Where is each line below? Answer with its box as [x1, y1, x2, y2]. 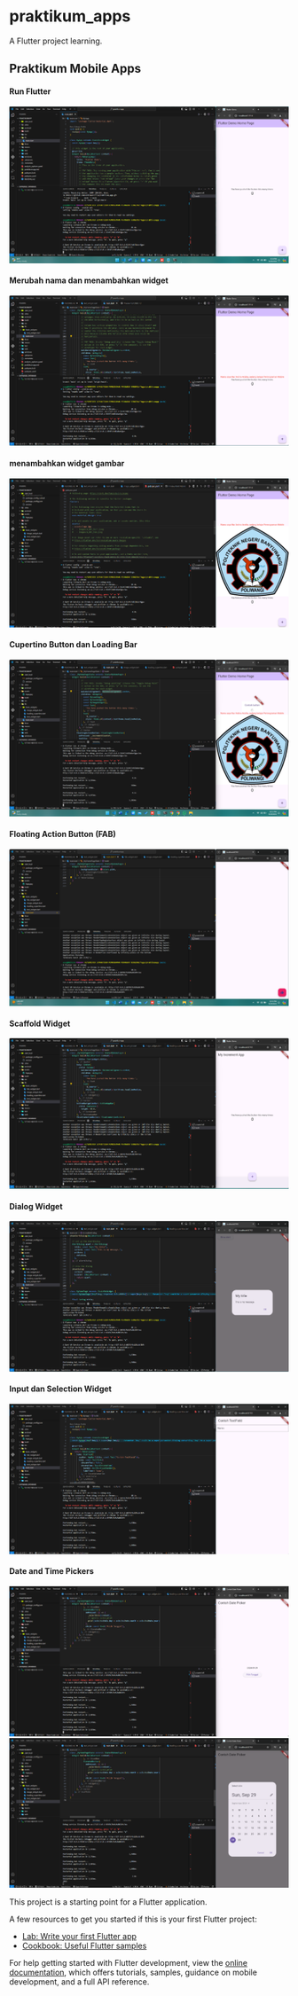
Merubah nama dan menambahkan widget [9, 275, 169, 286]
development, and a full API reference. [9, 1976, 150, 1987]
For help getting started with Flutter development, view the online [9, 1957, 248, 1968]
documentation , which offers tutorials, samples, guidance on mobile [9, 1967, 257, 1977]
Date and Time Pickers [9, 1566, 95, 1577]
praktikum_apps [9, 6, 131, 27]
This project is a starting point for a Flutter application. [9, 1896, 208, 1907]
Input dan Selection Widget [9, 1383, 113, 1394]
